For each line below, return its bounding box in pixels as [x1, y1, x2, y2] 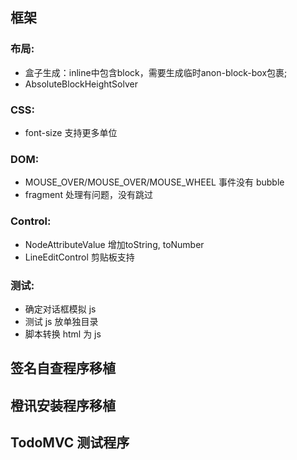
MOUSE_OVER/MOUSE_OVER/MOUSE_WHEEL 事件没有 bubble [24, 176, 285, 188]
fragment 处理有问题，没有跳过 [24, 189, 153, 201]
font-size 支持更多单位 [24, 126, 118, 138]
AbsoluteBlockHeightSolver [24, 78, 138, 90]
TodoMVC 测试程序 [10, 434, 130, 452]
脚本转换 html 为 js [24, 328, 102, 340]
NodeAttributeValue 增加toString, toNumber [24, 238, 205, 250]
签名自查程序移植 [10, 360, 116, 377]
